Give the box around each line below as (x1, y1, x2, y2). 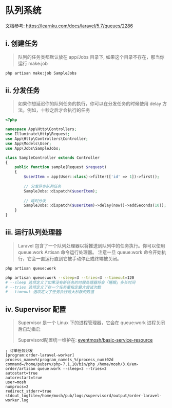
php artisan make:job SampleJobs (5, 70, 77, 76)
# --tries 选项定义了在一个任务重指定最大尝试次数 (5, 285, 101, 290)
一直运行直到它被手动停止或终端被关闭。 (35, 255, 122, 261)
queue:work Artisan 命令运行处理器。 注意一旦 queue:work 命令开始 (17, 249, 162, 255)
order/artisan (5, 366, 36, 371)
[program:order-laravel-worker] (5, 353, 74, 358)
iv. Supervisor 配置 (5, 305, 66, 314)
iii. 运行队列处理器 (5, 228, 62, 237)
